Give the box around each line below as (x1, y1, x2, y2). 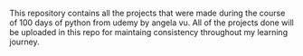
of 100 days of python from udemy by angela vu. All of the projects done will (9, 17, 294, 28)
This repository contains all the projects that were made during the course (9, 8, 286, 18)
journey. (9, 36, 40, 47)
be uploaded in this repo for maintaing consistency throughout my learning (9, 27, 288, 37)
